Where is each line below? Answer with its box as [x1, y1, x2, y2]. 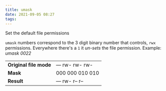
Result [7, 78, 23, 85]
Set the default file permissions [5, 30, 69, 36]
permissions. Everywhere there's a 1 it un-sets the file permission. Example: [5, 45, 161, 51]
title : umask [5, 7, 32, 12]
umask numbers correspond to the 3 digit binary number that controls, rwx [5, 40, 156, 46]
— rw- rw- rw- [55, 62, 93, 69]
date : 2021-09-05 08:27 [5, 12, 55, 17]
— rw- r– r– [55, 78, 83, 85]
